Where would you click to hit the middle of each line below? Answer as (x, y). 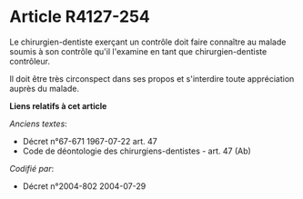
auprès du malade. (45, 88)
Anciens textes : (39, 124)
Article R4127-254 (80, 17)
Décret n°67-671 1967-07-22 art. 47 (90, 141)
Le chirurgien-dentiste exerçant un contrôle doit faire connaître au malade (148, 42)
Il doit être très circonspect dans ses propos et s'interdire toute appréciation (152, 78)
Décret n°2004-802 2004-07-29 (84, 186)
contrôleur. (30, 61)
